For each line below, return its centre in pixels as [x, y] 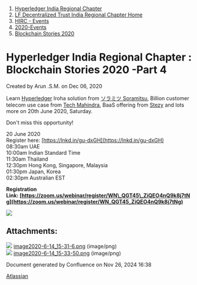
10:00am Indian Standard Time [43, 153]
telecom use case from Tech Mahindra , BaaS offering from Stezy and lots [95, 105]
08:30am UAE [23, 146]
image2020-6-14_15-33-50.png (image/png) [67, 253]
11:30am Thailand [27, 159]
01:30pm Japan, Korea [33, 171]
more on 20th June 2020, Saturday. [50, 111]
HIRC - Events [32, 21]
